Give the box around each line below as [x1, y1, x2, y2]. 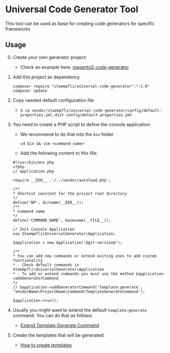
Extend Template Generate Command [20, 322, 99, 328]
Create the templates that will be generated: [12, 332, 105, 338]
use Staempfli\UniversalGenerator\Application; [12, 231, 116, 236]
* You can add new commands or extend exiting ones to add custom [12, 253, 157, 258]
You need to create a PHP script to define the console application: [12, 121, 151, 127]
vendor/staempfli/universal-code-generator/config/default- [32, 108, 162, 113]
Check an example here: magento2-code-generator [20, 64, 129, 70]
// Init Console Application [12, 227, 75, 232]
